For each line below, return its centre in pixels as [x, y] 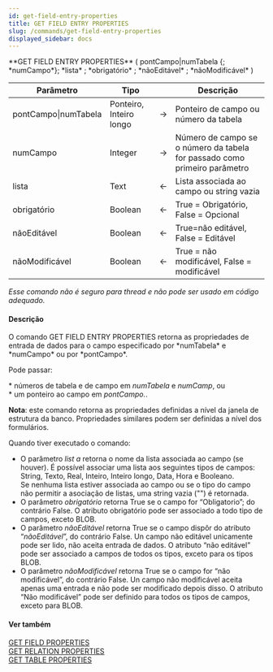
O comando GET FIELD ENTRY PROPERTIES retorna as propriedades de [129, 337]
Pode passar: [30, 370]
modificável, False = [213, 262]
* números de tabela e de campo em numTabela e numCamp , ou [117, 386]
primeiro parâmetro [212, 168]
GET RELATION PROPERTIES [56, 651]
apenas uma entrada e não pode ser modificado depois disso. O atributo [141, 588]
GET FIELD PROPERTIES [49, 642]
